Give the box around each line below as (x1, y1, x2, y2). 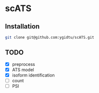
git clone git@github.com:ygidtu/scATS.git (5, 35, 95, 40)
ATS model (12, 66, 34, 73)
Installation (5, 22, 40, 31)
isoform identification (12, 72, 55, 78)
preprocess (12, 61, 35, 67)
